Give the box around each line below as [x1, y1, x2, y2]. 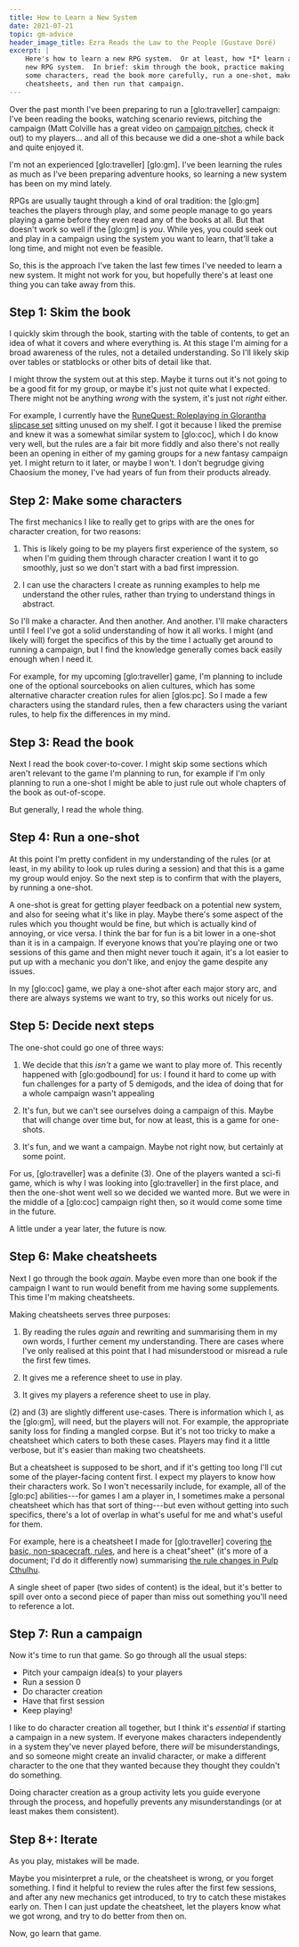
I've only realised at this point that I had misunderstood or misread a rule [21, 1345, 288, 1356]
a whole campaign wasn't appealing [21, 1087, 155, 1098]
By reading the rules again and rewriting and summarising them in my [21, 1326, 278, 1337]
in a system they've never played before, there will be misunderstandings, [9, 1741, 280, 1753]
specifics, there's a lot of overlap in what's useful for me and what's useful [9, 1509, 283, 1520]
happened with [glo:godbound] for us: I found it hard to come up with [21, 1068, 277, 1079]
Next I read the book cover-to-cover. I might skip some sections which [9, 759, 268, 770]
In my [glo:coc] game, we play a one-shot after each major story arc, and [9, 983, 278, 994]
